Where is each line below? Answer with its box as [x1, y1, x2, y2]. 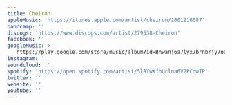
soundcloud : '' [7, 61, 51, 68]
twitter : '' [7, 74, 41, 82]
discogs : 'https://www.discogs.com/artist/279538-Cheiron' [7, 29, 181, 37]
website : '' [7, 81, 41, 88]
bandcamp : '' [7, 23, 45, 30]
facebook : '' [7, 36, 45, 43]
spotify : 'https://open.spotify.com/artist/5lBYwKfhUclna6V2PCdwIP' [7, 68, 209, 75]
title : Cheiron [7, 10, 51, 17]
